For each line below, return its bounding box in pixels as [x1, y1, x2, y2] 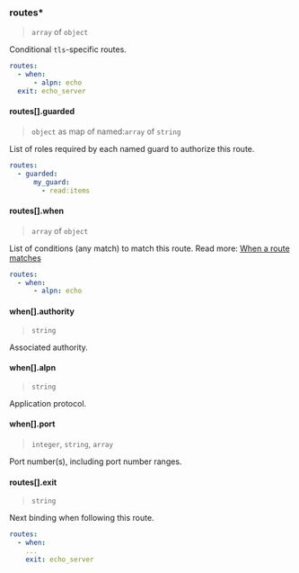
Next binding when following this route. [9, 513, 154, 524]
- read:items [41, 186, 91, 195]
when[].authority [9, 306, 75, 317]
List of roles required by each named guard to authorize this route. [9, 144, 255, 154]
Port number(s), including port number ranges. [9, 456, 182, 467]
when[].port [9, 418, 56, 429]
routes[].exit [9, 477, 57, 488]
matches [9, 252, 42, 263]
